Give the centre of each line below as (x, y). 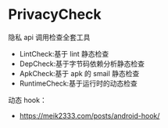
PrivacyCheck (55, 15)
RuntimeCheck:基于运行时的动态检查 (79, 83)
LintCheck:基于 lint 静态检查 (64, 53)
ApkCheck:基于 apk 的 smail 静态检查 (79, 73)
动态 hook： (27, 100)
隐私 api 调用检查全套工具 (49, 37)
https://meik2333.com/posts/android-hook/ (89, 115)
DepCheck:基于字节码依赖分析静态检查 (82, 64)
